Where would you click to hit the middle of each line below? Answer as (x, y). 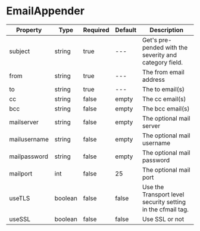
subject (20, 51)
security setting (164, 202)
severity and (160, 55)
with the (176, 47)
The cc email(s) (164, 98)
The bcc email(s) (166, 109)
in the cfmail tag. (165, 209)
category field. (162, 62)
